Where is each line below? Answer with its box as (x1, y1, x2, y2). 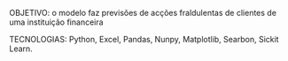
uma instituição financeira (9, 17, 104, 27)
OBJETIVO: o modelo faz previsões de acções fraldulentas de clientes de (9, 8, 277, 18)
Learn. (9, 43, 33, 54)
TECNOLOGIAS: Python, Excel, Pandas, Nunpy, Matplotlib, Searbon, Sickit (9, 34, 279, 44)
